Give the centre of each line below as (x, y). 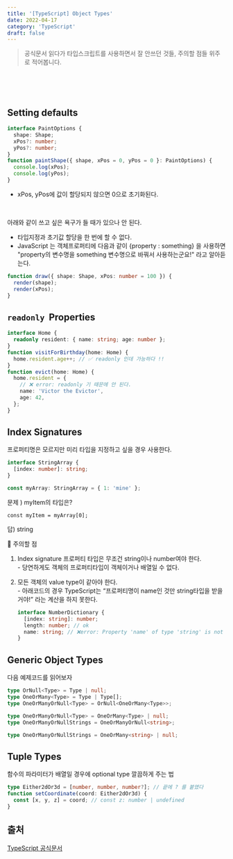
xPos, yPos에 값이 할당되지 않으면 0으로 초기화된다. (88, 194)
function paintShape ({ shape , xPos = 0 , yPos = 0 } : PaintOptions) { (110, 161)
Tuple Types (34, 756)
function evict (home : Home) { (51, 372)
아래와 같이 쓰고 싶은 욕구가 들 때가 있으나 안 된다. (75, 222)
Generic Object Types (55, 660)
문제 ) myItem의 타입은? (40, 502)
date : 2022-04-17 (32, 20)
